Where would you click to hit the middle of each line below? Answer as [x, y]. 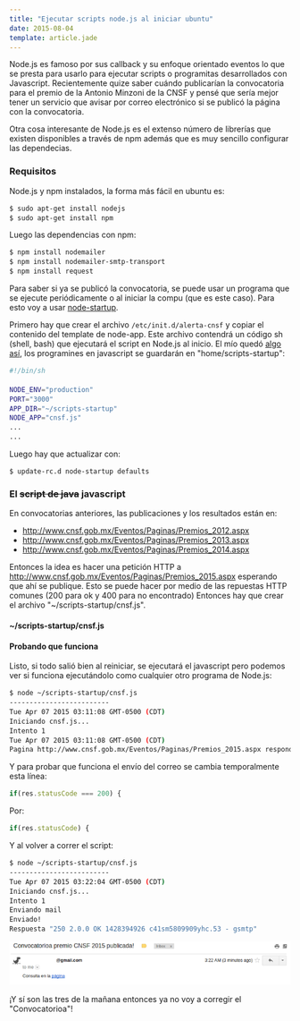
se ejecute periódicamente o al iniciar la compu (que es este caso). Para [142, 298]
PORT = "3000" [31, 399]
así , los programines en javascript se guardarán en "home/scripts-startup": [147, 353]
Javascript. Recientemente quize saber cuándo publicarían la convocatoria [146, 83]
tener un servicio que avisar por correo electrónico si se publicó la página [145, 102]
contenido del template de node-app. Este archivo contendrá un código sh [146, 335]
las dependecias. [41, 149]
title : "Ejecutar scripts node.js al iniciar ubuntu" [112, 19]
